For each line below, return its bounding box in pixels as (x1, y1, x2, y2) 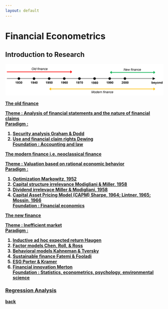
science (12, 274, 30, 280)
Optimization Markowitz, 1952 (12, 176, 77, 182)
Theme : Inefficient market (5, 222, 62, 228)
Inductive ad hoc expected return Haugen (12, 237, 102, 243)
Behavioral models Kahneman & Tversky (12, 248, 99, 254)
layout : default (5, 8, 39, 13)
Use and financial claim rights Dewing (12, 136, 94, 142)
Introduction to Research (5, 50, 85, 59)
